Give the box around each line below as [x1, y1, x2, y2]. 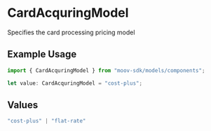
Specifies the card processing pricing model [7, 28, 135, 36]
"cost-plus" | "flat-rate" [7, 118, 86, 125]
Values [7, 99, 39, 111]
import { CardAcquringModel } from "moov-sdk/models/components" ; [7, 67, 205, 74]
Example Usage [7, 48, 77, 60]
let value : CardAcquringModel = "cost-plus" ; [7, 79, 142, 87]
